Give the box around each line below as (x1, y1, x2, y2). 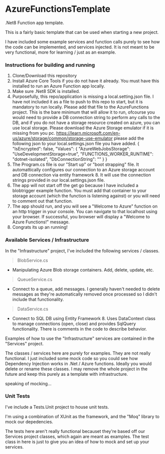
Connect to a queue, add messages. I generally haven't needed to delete (12, 286, 160, 292)
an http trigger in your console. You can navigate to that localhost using (12, 209, 158, 214)
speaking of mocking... (5, 380, 52, 387)
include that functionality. (12, 296, 64, 302)
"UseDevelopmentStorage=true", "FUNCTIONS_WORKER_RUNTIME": (12, 151, 154, 157)
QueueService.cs (17, 276, 53, 282)
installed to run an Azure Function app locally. (12, 83, 105, 89)
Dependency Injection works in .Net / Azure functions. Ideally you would (5, 361, 152, 366)
